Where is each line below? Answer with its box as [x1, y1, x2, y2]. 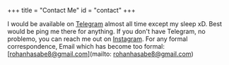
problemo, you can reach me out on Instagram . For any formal [7, 35, 188, 43]
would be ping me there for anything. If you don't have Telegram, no [7, 28, 206, 35]
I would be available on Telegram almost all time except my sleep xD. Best [7, 20, 223, 28]
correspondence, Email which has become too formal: [7, 42, 165, 50]
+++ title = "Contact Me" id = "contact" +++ [7, 6, 136, 14]
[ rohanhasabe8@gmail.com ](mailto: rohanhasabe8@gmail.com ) [7, 49, 194, 58]
